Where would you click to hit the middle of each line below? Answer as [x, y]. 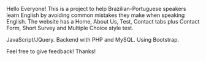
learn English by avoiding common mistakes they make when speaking [96, 15]
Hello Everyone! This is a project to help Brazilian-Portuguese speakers [96, 9]
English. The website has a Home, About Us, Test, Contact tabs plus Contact [103, 21]
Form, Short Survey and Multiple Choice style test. [70, 28]
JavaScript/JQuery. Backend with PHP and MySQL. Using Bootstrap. [93, 40]
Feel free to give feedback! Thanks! [51, 51]
